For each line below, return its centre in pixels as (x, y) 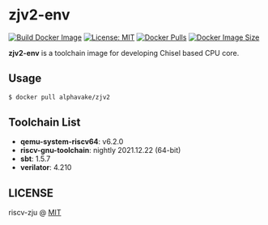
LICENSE (31, 193)
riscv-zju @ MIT (35, 213)
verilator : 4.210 (46, 168)
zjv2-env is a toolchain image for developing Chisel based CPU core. (124, 53)
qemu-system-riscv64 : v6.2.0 (72, 142)
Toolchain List (45, 123)
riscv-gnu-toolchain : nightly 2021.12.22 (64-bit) (100, 151)
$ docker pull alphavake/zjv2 (60, 97)
